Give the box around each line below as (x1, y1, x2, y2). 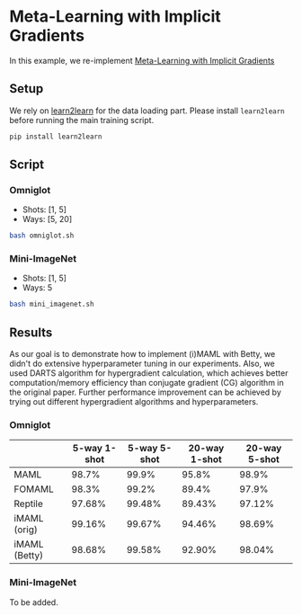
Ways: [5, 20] (22, 214, 73, 225)
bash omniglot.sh (9, 231, 75, 240)
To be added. (9, 596, 58, 608)
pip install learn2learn (9, 132, 102, 141)
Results (9, 325, 53, 340)
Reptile (13, 497, 43, 510)
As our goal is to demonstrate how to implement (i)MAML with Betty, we (9, 349, 276, 360)
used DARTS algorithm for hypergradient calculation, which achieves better (9, 368, 289, 379)
